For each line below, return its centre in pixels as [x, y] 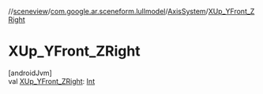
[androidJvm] [30, 73]
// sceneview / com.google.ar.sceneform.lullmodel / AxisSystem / [109, 11]
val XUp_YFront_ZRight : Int [52, 81]
